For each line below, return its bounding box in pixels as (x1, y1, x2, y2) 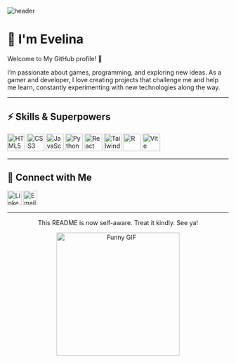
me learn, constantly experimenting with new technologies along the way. (7, 83, 221, 91)
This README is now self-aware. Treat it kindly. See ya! (37, 218, 199, 227)
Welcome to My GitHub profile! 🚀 (7, 54, 103, 63)
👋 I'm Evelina (7, 32, 84, 47)
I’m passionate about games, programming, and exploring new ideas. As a (7, 68, 222, 77)
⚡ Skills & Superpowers (7, 111, 111, 123)
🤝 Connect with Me (7, 172, 93, 184)
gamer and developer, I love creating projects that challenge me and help (7, 75, 219, 84)
